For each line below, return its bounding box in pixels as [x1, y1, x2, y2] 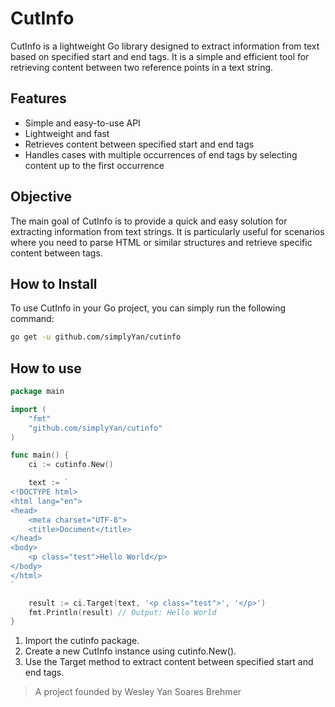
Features [10, 90, 67, 107]
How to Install [10, 275, 98, 292]
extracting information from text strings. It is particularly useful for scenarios [10, 225, 325, 237]
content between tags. [10, 247, 103, 259]
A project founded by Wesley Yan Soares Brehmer [34, 686, 242, 698]
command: [10, 313, 55, 325]
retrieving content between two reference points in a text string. [10, 61, 274, 73]
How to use [10, 360, 82, 377]
